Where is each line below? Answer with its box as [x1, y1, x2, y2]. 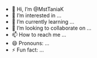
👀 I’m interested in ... [11, 12, 62, 19]
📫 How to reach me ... [11, 31, 66, 38]
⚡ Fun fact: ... [11, 46, 44, 53]
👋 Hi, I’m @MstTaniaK [11, 6, 64, 12]
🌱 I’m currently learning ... [11, 18, 75, 25]
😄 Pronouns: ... [11, 40, 50, 47]
